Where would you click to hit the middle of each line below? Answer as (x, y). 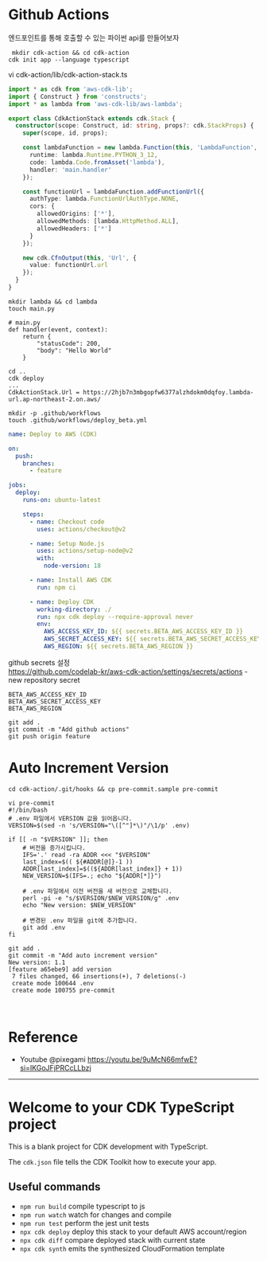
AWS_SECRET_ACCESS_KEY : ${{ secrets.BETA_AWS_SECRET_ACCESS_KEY (152, 639)
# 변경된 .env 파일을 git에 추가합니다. (80, 920)
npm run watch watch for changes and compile (96, 1214)
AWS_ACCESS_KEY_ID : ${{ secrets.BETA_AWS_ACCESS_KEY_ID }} (143, 632)
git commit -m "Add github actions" (69, 729)
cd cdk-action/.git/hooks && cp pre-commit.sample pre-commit (113, 789)
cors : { (42, 206)
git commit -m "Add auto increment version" (83, 955)
